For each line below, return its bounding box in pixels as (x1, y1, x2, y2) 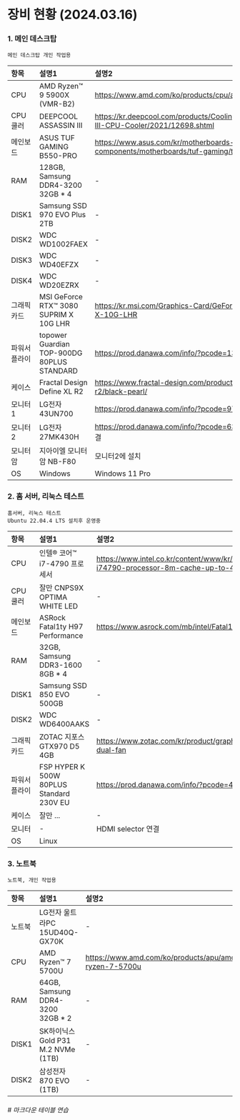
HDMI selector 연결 (96, 824, 160, 834)
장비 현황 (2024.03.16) (7, 6, 138, 23)
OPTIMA (39, 592, 68, 602)
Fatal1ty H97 (39, 621, 84, 631)
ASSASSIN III (39, 121, 83, 131)
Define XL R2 (39, 386, 84, 396)
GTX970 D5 (39, 741, 80, 751)
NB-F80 (47, 456, 76, 466)
